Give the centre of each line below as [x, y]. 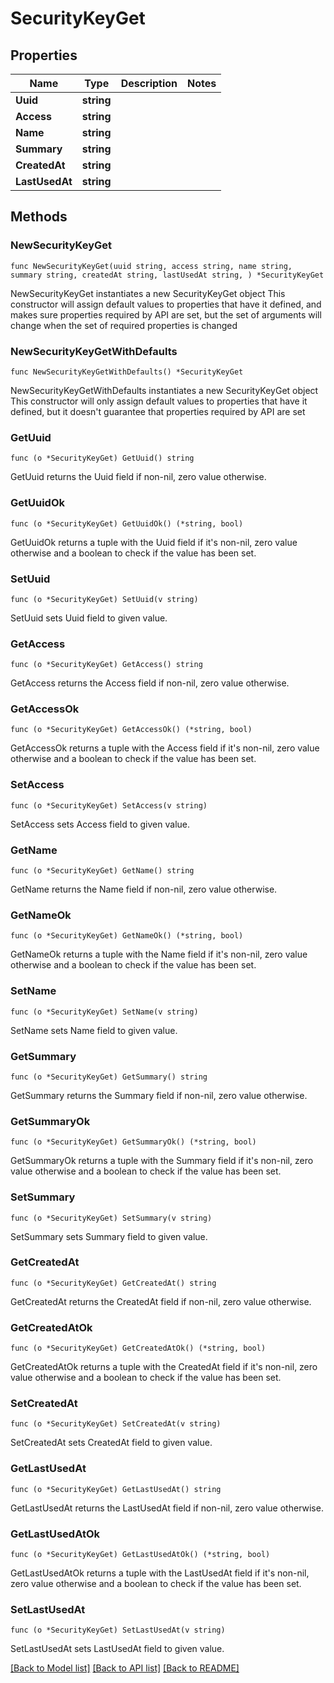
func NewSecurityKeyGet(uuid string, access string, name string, [151, 266]
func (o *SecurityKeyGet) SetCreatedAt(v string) [116, 1424]
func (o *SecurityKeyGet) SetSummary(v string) [111, 1218]
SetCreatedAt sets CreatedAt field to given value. [111, 1443]
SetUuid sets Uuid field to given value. [89, 618]
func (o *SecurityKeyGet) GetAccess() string [106, 665]
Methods [39, 217]
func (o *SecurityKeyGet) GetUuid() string [102, 458]
